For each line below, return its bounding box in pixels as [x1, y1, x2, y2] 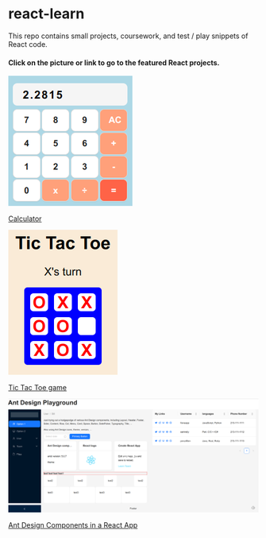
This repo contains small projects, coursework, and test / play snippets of [8, 31, 249, 41]
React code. [8, 39, 48, 48]
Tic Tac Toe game [8, 383, 67, 393]
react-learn [8, 5, 85, 23]
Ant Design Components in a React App [8, 521, 138, 529]
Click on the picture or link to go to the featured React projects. [8, 57, 220, 68]
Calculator [8, 214, 42, 223]
